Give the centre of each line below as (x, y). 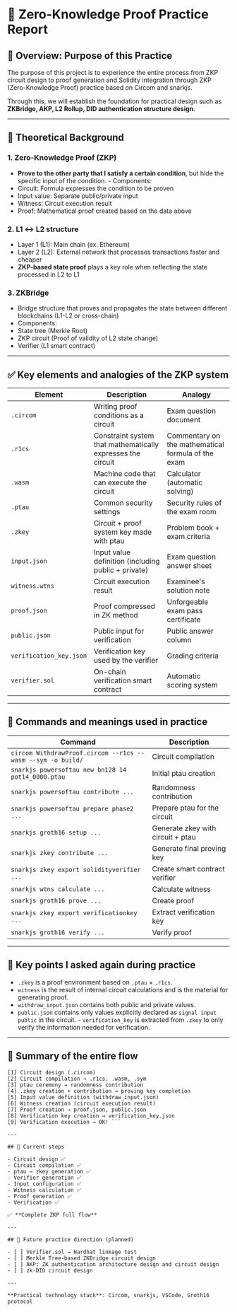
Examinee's (186, 581)
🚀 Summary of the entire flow (73, 1056)
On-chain (110, 672)
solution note (188, 591)
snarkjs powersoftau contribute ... (72, 792)
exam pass (185, 611)
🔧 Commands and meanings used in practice (108, 722)
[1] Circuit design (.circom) (52, 1072)
